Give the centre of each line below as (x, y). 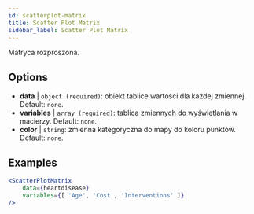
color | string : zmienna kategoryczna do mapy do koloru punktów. (127, 130)
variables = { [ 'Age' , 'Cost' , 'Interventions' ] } (103, 195)
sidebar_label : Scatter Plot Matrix (68, 30)
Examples (33, 162)
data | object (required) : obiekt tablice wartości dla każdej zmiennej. (133, 96)
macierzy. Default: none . (58, 121)
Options (28, 77)
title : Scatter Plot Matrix (54, 23)
